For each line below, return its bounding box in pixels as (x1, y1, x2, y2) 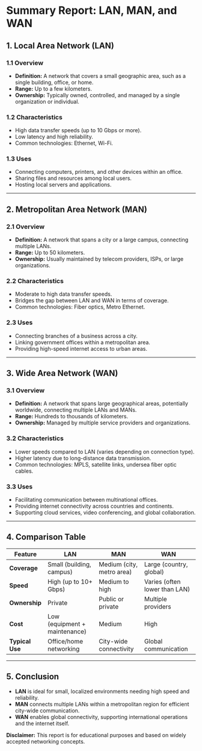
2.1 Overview (6, 222, 45, 231)
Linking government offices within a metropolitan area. (14, 339, 150, 346)
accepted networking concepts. (6, 738, 85, 745)
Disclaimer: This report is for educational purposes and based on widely (6, 731, 186, 738)
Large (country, (144, 560, 188, 568)
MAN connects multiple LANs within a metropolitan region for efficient (14, 700, 189, 708)
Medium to (99, 577, 129, 586)
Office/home (47, 637, 83, 645)
